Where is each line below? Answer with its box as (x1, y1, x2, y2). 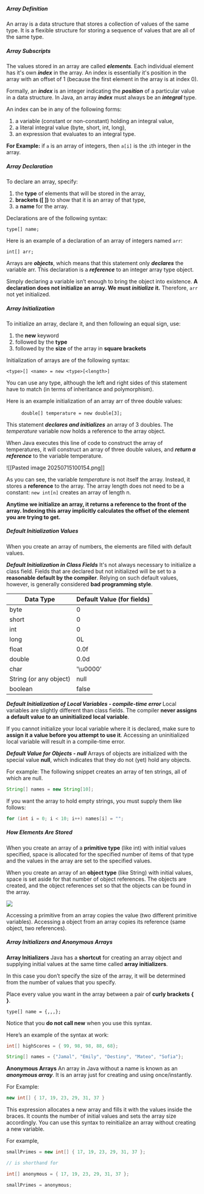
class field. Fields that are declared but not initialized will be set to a (6, 567, 177, 575)
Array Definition (6, 5, 48, 12)
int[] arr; (6, 249, 34, 255)
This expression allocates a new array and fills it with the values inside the (6, 1106, 192, 1114)
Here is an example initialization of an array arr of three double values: (6, 397, 183, 405)
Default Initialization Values (6, 527, 79, 535)
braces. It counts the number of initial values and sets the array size (6, 1112, 177, 1120)
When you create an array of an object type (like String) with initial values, (6, 869, 193, 876)
